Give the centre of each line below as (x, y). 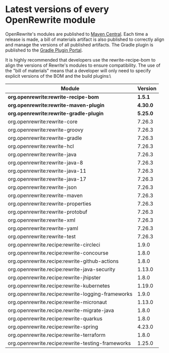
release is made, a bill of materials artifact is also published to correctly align (85, 39)
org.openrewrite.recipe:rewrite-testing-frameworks (69, 343)
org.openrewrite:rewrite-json (42, 187)
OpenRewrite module (50, 20)
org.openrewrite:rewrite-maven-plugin (56, 105)
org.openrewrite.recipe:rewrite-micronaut (58, 302)
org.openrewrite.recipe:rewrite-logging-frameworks (70, 294)
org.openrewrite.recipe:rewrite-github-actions (63, 261)
